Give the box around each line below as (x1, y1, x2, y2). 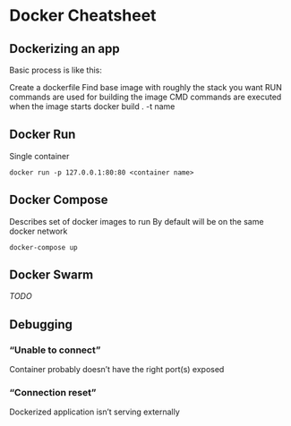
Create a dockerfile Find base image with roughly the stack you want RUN (9, 82, 282, 92)
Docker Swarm (9, 268, 94, 283)
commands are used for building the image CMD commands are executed (9, 91, 282, 102)
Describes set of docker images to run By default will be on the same (9, 216, 264, 226)
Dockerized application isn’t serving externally (9, 406, 181, 417)
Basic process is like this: (9, 64, 103, 75)
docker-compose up (9, 243, 78, 251)
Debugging (9, 317, 73, 332)
